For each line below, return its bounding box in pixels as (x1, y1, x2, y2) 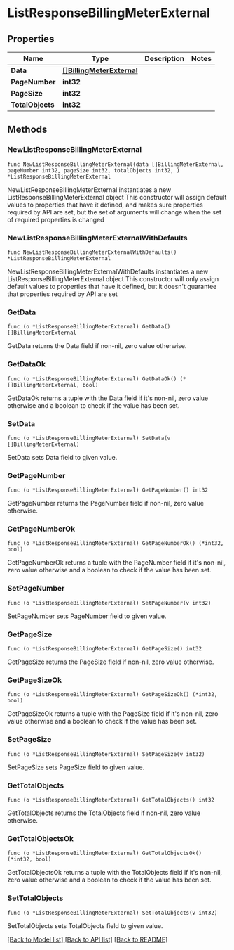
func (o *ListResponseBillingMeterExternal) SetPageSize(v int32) (7, 750, 205, 757)
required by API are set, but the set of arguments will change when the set (7, 207, 222, 216)
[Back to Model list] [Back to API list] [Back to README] (7, 935, 168, 944)
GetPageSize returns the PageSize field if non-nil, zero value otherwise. (7, 657, 214, 666)
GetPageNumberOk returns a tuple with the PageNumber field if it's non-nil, (7, 558, 226, 567)
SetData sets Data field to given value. (7, 453, 118, 461)
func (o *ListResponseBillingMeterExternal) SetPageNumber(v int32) (7, 599, 212, 606)
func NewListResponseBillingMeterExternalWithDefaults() (7, 248, 177, 256)
